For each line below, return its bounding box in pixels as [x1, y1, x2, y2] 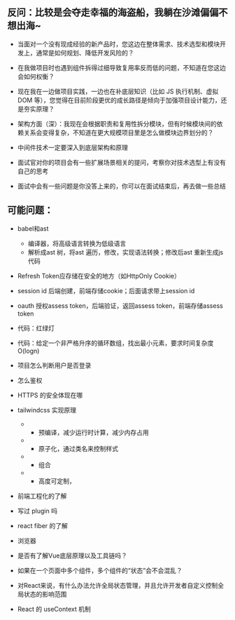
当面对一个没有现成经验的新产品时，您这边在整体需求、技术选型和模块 [17, 39, 220, 48]
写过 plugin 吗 [17, 506, 58, 515]
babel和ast [17, 224, 49, 233]
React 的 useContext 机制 [17, 605, 91, 613]
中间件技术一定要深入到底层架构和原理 [17, 143, 128, 151]
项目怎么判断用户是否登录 [17, 360, 92, 370]
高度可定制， [38, 476, 76, 485]
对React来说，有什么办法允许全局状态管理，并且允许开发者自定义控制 [17, 581, 218, 589]
